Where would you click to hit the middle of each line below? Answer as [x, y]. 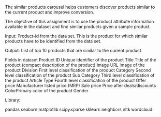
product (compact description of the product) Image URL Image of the [75, 65]
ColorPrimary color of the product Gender [47, 91]
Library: [13, 100]
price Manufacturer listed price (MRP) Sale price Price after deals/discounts [80, 86]
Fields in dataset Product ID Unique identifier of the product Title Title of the [80, 60]
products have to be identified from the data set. [53, 41]
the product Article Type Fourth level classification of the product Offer [76, 80]
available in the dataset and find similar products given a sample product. [78, 27]
